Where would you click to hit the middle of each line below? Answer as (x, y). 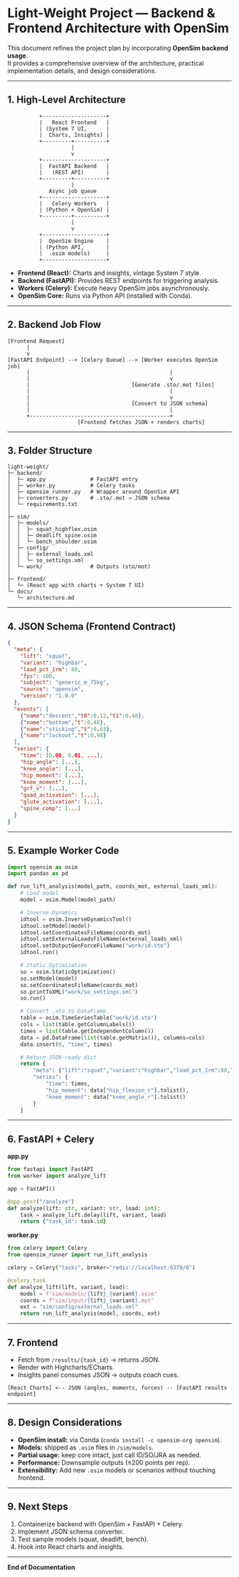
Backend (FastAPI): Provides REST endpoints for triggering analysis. (118, 280)
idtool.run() (39, 953)
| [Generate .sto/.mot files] (120, 385)
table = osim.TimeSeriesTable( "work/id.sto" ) (89, 1018)
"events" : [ (32, 709)
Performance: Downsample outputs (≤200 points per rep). (104, 1462)
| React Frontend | (74, 123)
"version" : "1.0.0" (49, 696)
